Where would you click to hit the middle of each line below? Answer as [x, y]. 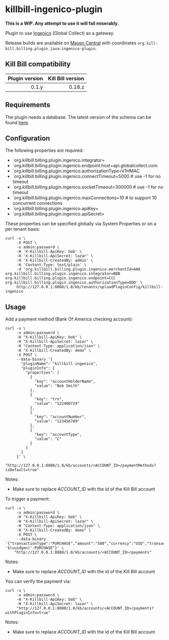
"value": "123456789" [57, 421]
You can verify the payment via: [38, 581]
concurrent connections [37, 203]
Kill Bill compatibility [38, 64]
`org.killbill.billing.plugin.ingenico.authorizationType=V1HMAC [76, 171]
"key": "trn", [49, 399]
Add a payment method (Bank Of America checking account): [69, 319]
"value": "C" [48, 439]
